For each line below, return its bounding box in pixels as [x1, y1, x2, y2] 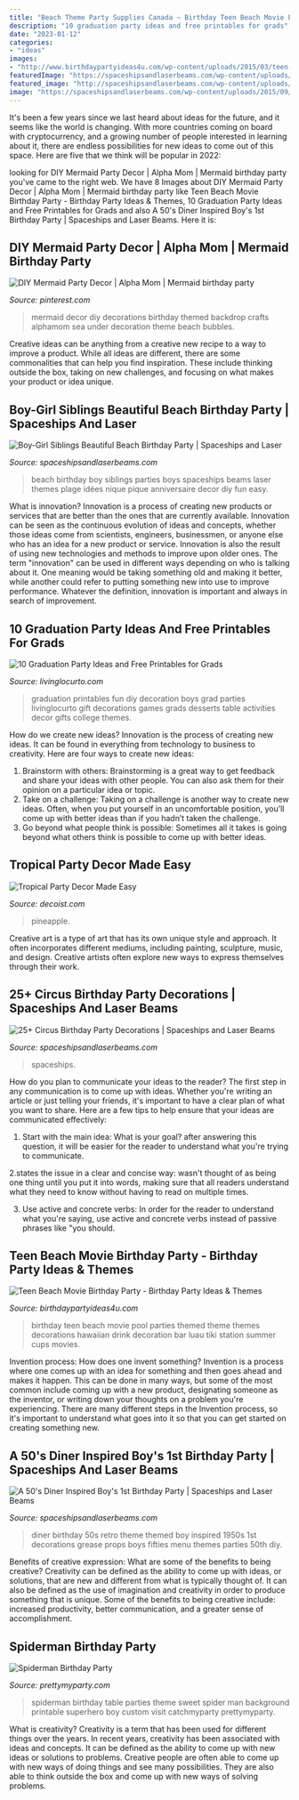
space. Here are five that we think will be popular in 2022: [9, 149, 222, 160]
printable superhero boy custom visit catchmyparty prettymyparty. [30, 1707, 276, 1717]
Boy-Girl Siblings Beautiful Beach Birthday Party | [9, 402, 289, 417]
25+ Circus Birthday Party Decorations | [9, 987, 236, 1002]
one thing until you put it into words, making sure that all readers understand [9, 1176, 289, 1188]
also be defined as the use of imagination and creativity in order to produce [9, 1585, 287, 1595]
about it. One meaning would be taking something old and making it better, [9, 567, 283, 578]
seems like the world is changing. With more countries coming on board [9, 121, 273, 132]
